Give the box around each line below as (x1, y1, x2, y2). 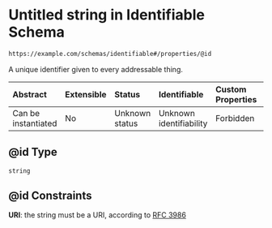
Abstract (12, 88, 47, 100)
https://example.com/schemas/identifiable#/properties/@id (8, 49, 212, 58)
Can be (12, 107, 40, 118)
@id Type (8, 145, 58, 159)
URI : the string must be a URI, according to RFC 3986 (8, 210, 186, 220)
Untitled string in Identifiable (8, 6, 205, 24)
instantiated (12, 118, 57, 129)
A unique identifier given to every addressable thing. (8, 64, 184, 74)
